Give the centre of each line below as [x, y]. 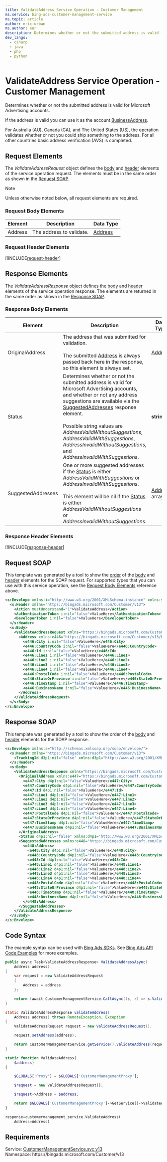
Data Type [106, 224]
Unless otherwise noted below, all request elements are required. [72, 198]
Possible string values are [93, 426]
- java [16, 47]
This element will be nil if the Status [104, 496]
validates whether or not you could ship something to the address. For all [80, 135]
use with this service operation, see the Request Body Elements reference [81, 585]
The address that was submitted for [104, 337]
